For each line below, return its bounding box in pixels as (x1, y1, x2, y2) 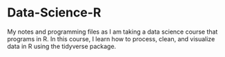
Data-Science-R (7, 5, 101, 21)
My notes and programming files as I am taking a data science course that (7, 27, 218, 36)
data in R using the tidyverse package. (7, 42, 117, 50)
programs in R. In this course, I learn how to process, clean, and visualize (7, 34, 215, 43)
